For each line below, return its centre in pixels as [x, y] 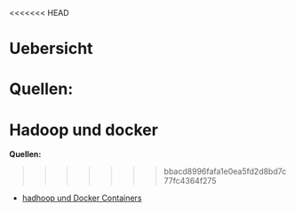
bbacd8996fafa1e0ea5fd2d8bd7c [225, 171]
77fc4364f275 [190, 181]
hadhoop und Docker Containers [82, 198]
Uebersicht [51, 49]
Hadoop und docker [84, 130]
